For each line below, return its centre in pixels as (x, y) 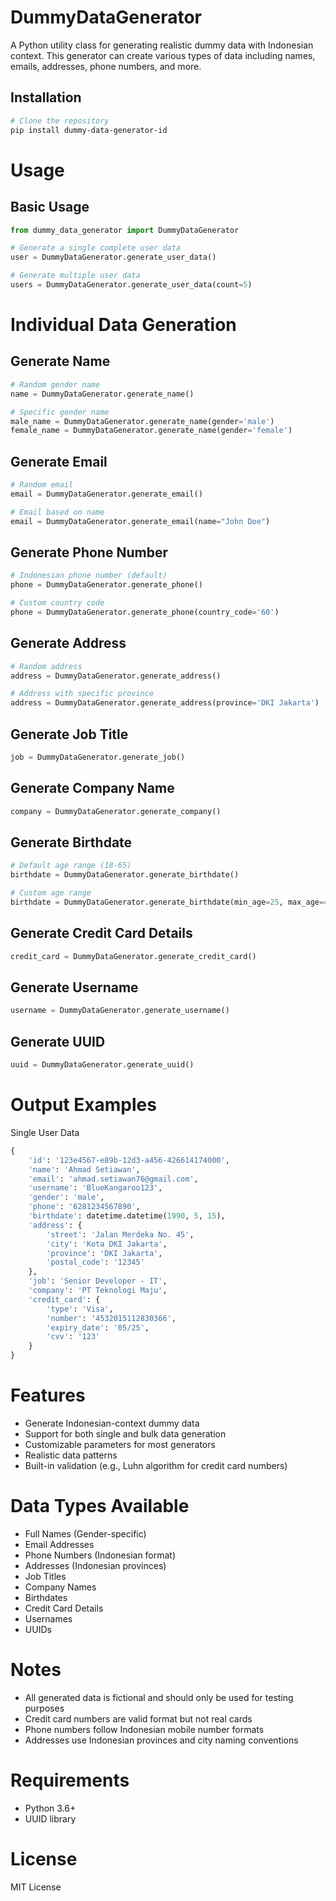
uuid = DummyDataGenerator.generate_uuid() (102, 1065)
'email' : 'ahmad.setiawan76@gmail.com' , (113, 1179)
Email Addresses (59, 1544)
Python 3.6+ (50, 1808)
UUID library (50, 1818)
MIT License (36, 1887)
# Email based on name (57, 512)
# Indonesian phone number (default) (89, 576)
